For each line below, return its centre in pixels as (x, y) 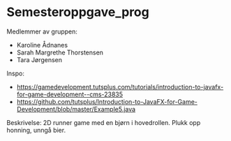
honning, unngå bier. (36, 130)
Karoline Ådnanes (42, 45)
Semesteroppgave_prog (78, 12)
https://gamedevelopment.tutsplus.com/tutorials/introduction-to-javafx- (120, 87)
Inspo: (16, 73)
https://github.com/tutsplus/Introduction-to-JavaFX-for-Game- (107, 101)
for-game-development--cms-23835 (70, 94)
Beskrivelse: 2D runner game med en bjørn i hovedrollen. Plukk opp (104, 122)
